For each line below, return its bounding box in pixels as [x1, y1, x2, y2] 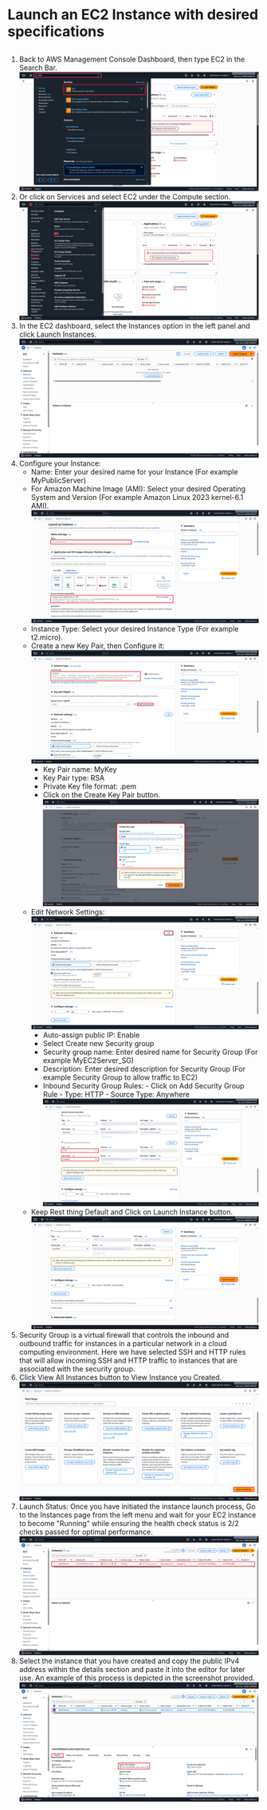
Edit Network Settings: [30, 907, 105, 917]
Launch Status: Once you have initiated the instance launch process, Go [18, 1501, 256, 1512]
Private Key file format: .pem [42, 781, 137, 791]
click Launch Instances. [18, 329, 97, 339]
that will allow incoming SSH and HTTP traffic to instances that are [18, 1356, 238, 1365]
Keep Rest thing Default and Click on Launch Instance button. [30, 1206, 233, 1217]
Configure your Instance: [18, 458, 101, 468]
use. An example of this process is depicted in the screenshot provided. [18, 1673, 256, 1683]
